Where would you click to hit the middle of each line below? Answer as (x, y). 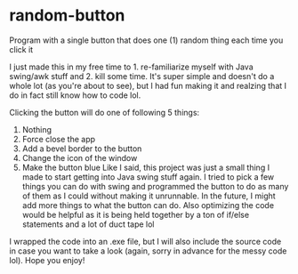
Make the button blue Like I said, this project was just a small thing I (145, 167)
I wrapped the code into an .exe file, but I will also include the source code (145, 241)
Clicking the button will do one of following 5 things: (105, 112)
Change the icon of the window (80, 157)
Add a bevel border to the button (82, 149)
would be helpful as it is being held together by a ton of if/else (136, 214)
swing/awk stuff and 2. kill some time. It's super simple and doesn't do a (142, 76)
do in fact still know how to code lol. (75, 95)
